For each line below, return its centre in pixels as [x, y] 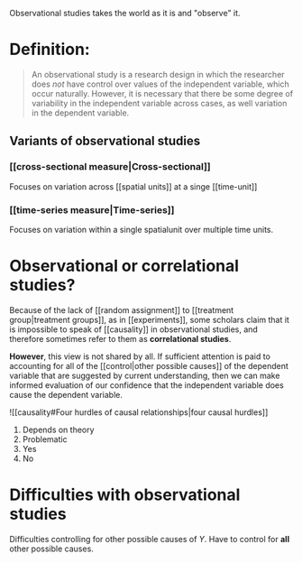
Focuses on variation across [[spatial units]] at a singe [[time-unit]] [133, 186]
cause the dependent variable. [66, 394]
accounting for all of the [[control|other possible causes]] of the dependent [149, 365]
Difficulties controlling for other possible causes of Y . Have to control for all [150, 539]
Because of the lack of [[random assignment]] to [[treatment [122, 309]
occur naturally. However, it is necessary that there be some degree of [162, 93]
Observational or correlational [124, 266]
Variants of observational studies [105, 141]
